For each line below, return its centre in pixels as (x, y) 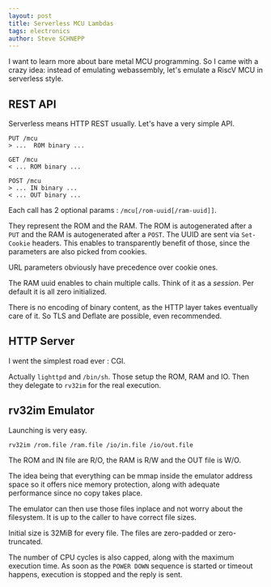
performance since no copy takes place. (76, 493)
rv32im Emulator (51, 411)
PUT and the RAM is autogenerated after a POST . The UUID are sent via (124, 235)
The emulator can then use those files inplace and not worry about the (126, 508)
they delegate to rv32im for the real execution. (85, 385)
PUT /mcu (23, 138)
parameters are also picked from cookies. (78, 252)
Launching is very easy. (48, 430)
